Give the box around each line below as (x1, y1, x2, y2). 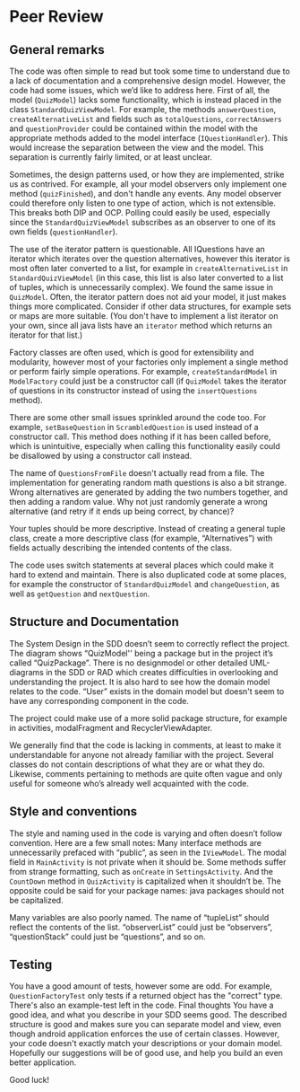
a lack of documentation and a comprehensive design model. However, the (9, 75, 287, 86)
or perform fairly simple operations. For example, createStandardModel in (9, 366, 278, 376)
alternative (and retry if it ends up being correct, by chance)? (9, 506, 235, 516)
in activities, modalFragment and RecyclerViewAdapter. (9, 722, 213, 733)
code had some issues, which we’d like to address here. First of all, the (9, 85, 270, 95)
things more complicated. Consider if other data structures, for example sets (9, 301, 292, 312)
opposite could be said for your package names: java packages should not (9, 885, 285, 895)
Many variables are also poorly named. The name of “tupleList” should (9, 911, 270, 922)
